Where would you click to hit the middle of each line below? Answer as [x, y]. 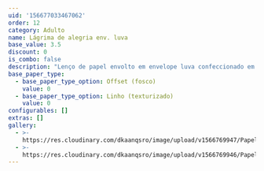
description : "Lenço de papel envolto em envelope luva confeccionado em [132, 67]
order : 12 [24, 23]
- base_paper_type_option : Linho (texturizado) [95, 96]
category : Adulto [37, 30]
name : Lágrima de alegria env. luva [68, 37]
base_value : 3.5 [35, 45]
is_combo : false [35, 60]
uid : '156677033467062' [47, 15]
